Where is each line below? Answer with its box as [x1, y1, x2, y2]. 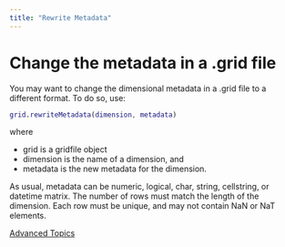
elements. [9, 211, 47, 221]
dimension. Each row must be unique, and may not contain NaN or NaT [9, 201, 276, 211]
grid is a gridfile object [22, 144, 107, 155]
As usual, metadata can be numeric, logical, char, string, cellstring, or [9, 181, 270, 192]
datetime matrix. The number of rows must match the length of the [9, 190, 260, 201]
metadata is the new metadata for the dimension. [22, 163, 208, 174]
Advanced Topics [9, 228, 76, 239]
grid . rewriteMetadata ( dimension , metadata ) [9, 110, 178, 119]
